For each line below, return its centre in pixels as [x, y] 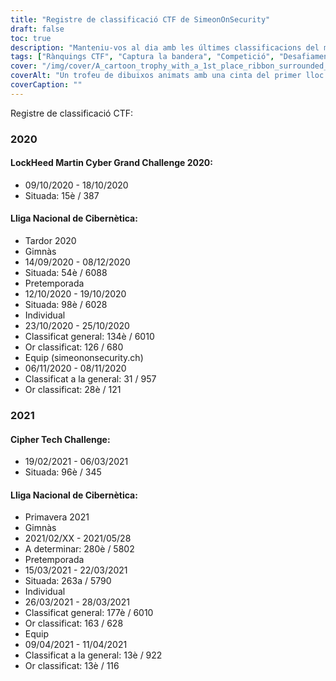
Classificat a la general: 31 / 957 [90, 379]
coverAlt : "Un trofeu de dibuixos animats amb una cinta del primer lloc [167, 76]
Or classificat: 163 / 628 [74, 623]
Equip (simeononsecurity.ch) [84, 358]
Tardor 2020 [50, 241]
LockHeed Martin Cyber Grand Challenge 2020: [111, 163]
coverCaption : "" [46, 85]
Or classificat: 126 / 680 [74, 347]
